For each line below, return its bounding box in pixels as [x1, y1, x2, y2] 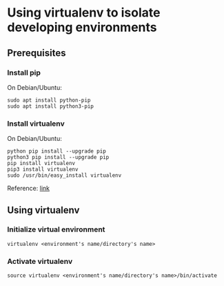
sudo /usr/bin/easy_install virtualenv [7, 172, 122, 179]
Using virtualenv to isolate [7, 5, 161, 21]
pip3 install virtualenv [7, 166, 79, 173]
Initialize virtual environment [7, 225, 105, 234]
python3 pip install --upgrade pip [7, 154, 110, 161]
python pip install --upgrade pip [7, 148, 107, 155]
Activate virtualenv [7, 256, 73, 266]
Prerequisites [7, 47, 66, 59]
